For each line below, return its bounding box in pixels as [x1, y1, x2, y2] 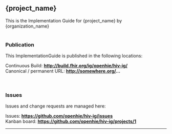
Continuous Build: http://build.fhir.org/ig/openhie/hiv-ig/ [5, 63, 128, 69]
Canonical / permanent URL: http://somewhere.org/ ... [5, 68, 121, 74]
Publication [5, 41, 34, 48]
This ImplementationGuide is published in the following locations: [5, 53, 143, 59]
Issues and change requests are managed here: [5, 103, 106, 109]
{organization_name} [5, 23, 50, 29]
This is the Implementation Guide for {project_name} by [5, 17, 122, 23]
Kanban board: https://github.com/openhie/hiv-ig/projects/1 [5, 118, 137, 124]
